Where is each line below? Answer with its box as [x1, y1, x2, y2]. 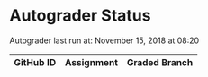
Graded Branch [126, 56, 194, 68]
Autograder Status [9, 5, 151, 26]
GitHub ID [14, 56, 57, 68]
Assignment [64, 56, 119, 68]
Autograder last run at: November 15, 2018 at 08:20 [9, 35, 200, 46]
